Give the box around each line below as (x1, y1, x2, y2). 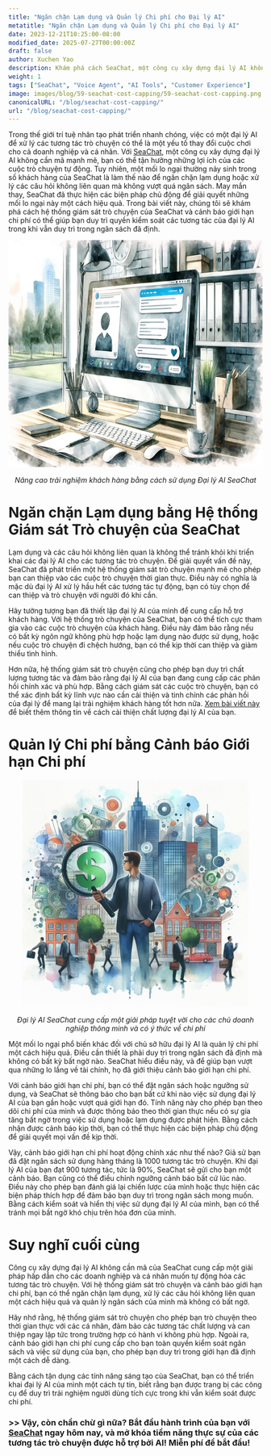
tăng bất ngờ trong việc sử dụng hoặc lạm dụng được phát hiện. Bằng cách (8, 1115, 258, 1125)
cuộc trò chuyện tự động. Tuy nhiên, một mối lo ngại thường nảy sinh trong (8, 164, 256, 174)
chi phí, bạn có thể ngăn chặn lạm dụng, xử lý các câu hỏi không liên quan (8, 1288, 256, 1299)
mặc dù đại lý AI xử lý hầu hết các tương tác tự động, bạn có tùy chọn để (8, 582, 250, 592)
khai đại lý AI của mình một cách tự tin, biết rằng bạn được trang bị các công (8, 1380, 262, 1390)
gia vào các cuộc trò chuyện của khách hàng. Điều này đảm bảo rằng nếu (8, 623, 254, 633)
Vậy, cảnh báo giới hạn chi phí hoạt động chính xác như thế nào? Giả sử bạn (8, 1148, 261, 1157)
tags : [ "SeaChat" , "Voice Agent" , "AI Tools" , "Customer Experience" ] (8, 81, 251, 89)
